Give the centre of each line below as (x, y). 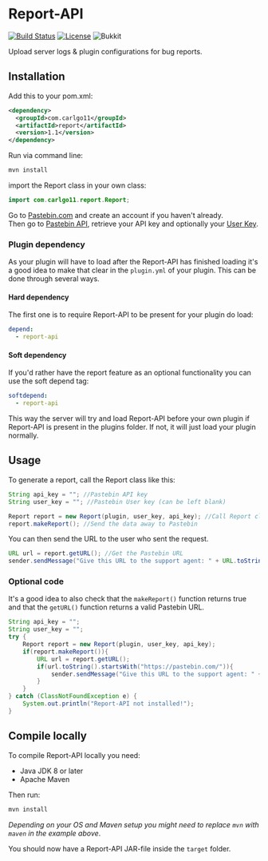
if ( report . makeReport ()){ (66, 652)
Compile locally (48, 736)
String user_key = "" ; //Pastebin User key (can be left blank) (117, 502)
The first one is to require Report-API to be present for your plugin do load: (131, 315)
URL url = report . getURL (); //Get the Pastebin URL (96, 553)
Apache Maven (45, 779)
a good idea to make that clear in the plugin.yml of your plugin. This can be (132, 270)
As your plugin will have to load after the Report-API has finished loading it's (133, 262)
